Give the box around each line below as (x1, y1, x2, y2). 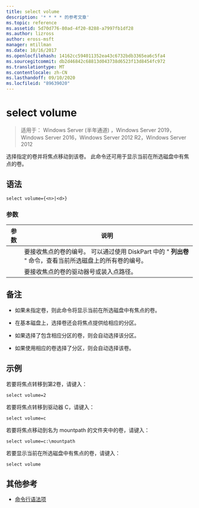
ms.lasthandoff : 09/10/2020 (6, 75, 76, 81)
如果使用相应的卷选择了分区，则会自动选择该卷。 (14, 344, 134, 351)
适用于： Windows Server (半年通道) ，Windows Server (20, 126, 157, 134)
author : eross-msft (6, 36, 54, 42)
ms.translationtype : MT (6, 64, 65, 70)
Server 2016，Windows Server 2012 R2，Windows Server (44, 134, 187, 141)
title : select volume (6, 8, 60, 15)
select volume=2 (6, 392, 46, 398)
